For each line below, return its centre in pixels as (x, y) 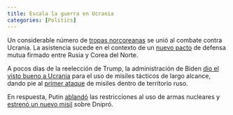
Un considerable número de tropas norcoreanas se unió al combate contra (115, 40)
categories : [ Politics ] (42, 20)
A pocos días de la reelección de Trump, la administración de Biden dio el (113, 68)
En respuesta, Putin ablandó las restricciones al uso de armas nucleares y (114, 97)
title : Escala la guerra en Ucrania (61, 14)
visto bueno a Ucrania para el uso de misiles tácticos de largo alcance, (109, 76)
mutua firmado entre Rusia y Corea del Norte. (73, 55)
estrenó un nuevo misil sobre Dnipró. (60, 104)
